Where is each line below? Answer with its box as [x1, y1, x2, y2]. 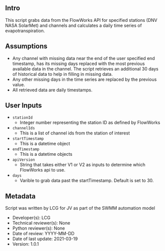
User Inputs [5, 101, 42, 110]
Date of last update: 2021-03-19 [12, 236, 78, 242]
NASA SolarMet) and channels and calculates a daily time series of [5, 22, 142, 28]
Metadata [5, 192, 36, 200]
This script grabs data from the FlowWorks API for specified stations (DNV [5, 17, 158, 23]
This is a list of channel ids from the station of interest [19, 130, 130, 136]
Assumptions [5, 42, 48, 51]
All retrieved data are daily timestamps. [12, 87, 93, 93]
